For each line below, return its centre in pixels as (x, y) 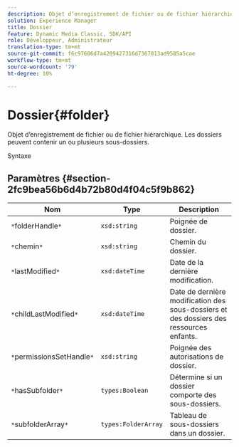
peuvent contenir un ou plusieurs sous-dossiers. (78, 142)
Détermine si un (196, 377)
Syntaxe (20, 156)
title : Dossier (30, 27)
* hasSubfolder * (37, 391)
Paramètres (34, 178)
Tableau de (188, 416)
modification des (198, 301)
